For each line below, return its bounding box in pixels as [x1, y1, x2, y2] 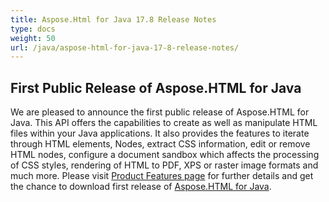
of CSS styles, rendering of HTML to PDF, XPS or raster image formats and [10, 159, 319, 171]
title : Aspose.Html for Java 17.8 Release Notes [10, 14, 217, 25]
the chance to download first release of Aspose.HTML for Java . [10, 181, 272, 193]
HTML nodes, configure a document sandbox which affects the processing [10, 149, 320, 161]
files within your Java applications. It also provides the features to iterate [10, 127, 310, 140]
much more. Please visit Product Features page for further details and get [10, 170, 314, 182]
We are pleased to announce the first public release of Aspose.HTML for [10, 106, 310, 118]
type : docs [10, 24, 56, 34]
